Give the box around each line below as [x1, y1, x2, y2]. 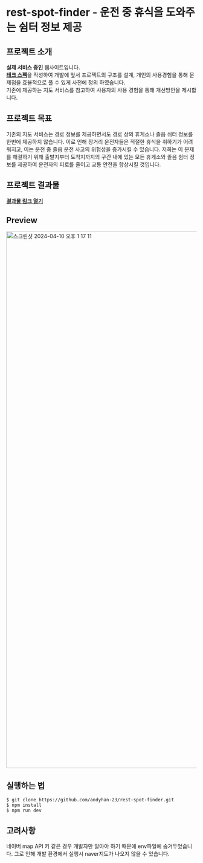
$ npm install [6, 802, 42, 809]
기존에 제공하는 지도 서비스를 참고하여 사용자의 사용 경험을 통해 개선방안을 [6, 86, 181, 94]
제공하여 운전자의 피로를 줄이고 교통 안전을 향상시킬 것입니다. [17, 161, 161, 168]
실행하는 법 [6, 780, 45, 790]
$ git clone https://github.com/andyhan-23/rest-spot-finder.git [6, 797, 174, 803]
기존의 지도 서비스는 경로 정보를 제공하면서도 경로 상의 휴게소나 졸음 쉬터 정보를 [6, 131, 193, 138]
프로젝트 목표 [6, 113, 53, 124]
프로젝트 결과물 [6, 180, 60, 190]
